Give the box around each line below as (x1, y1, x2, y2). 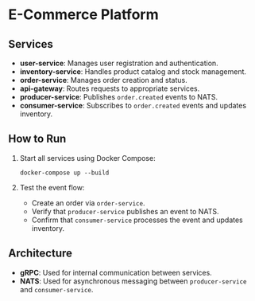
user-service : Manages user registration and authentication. (19, 58, 218, 68)
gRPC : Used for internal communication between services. (19, 268, 212, 277)
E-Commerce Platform (8, 6, 159, 24)
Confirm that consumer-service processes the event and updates (31, 215, 244, 225)
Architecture (8, 247, 73, 260)
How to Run (8, 132, 67, 146)
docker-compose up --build (19, 169, 110, 177)
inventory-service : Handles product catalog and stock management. (19, 67, 247, 76)
